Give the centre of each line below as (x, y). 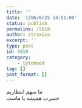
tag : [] (16, 69)
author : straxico (28, 35)
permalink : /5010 (28, 29)
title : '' (19, 12)
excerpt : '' (21, 40)
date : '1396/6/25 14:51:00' (42, 18)
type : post (20, 46)
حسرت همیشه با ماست (33, 98)
